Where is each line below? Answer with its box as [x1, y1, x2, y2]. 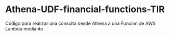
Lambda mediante [5, 25, 43, 31]
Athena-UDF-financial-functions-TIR [5, 4, 165, 15]
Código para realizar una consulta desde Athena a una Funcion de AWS [5, 20, 156, 26]
